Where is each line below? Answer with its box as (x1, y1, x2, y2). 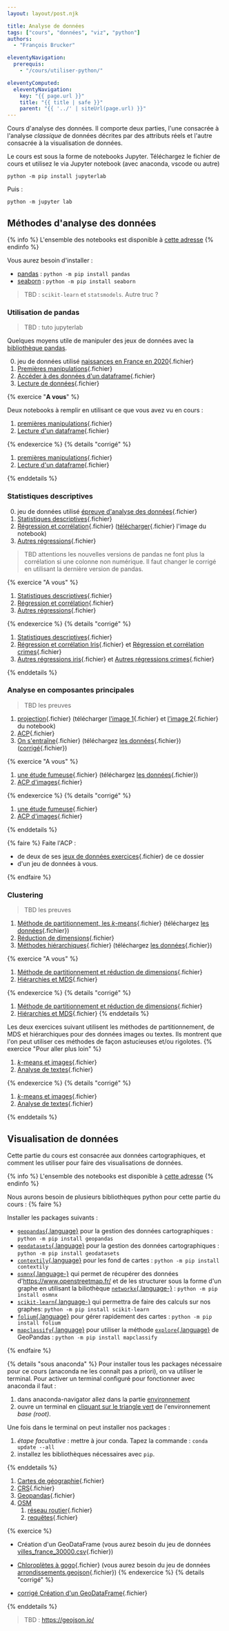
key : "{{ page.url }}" (19, 93, 85, 99)
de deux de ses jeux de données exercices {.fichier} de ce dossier (17, 852, 205, 860)
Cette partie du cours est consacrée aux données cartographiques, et (7, 1151, 206, 1159)
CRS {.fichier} (17, 1484, 55, 1492)
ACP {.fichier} (17, 729, 55, 737)
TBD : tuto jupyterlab (23, 323, 83, 331)
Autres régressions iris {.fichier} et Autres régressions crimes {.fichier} (17, 655, 215, 663)
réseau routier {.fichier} (27, 1506, 93, 1514)
